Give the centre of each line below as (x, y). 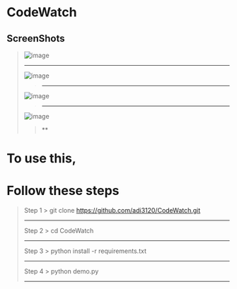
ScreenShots (36, 39)
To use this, (42, 159)
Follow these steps (63, 191)
